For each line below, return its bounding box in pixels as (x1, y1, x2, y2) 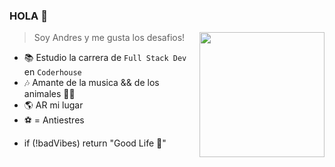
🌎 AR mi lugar (23, 99, 84, 111)
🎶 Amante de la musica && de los (23, 77, 160, 89)
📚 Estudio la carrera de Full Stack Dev (23, 52, 187, 64)
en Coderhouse (23, 66, 82, 78)
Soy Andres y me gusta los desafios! (33, 32, 186, 44)
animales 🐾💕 (23, 88, 76, 100)
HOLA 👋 (9, 9, 48, 23)
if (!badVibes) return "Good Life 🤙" (23, 137, 167, 149)
